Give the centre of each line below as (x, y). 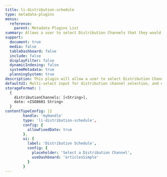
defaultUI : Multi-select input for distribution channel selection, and (82, 83)
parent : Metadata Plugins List (46, 28)
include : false (25, 56)
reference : (21, 24)
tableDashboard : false (33, 51)
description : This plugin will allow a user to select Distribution (78, 79)
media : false (23, 47)
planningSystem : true (32, 74)
